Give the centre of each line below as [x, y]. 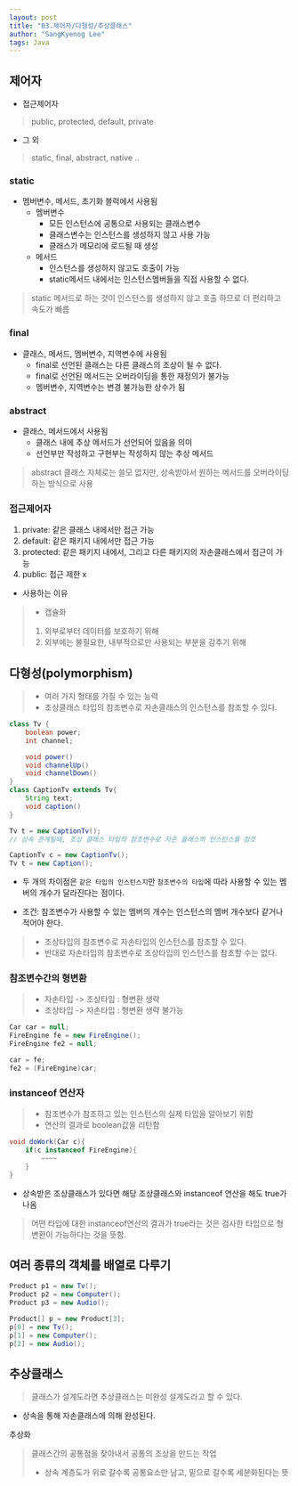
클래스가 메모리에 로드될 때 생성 [103, 246]
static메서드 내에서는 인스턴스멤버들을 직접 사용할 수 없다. [149, 279]
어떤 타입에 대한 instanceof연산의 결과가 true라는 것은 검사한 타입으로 [153, 1223]
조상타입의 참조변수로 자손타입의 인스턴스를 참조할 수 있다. [145, 942]
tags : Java [29, 42]
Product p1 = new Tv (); [53, 1286]
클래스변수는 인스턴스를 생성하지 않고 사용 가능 [129, 235]
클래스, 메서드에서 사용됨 [65, 431]
